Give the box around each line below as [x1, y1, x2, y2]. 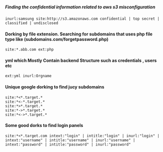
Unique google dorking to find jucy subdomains [5, 84, 104, 90]
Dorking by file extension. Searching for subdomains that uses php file [5, 31, 153, 37]
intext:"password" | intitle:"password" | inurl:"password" [5, 142, 131, 147]
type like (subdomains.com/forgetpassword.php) [5, 36, 109, 42]
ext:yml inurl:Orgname [5, 74, 52, 79]
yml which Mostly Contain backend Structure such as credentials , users [5, 57, 157, 63]
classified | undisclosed [5, 20, 58, 26]
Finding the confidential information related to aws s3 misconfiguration [5, 4, 156, 10]
